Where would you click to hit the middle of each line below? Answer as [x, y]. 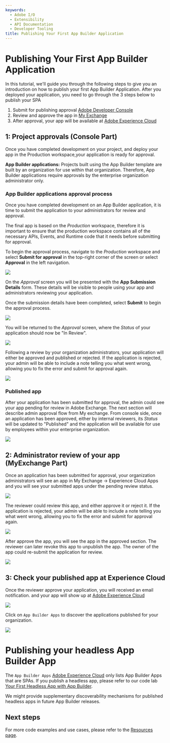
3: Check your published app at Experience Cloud [85, 578]
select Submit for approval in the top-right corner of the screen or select [82, 257]
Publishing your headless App [70, 651]
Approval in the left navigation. [38, 262]
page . [11, 735]
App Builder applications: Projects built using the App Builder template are [84, 164]
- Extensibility [27, 19]
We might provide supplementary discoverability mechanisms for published [84, 696]
